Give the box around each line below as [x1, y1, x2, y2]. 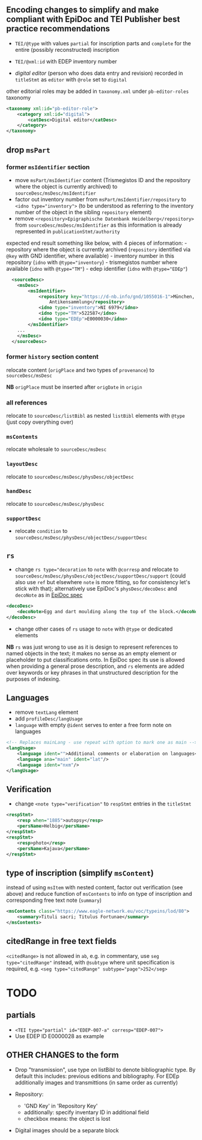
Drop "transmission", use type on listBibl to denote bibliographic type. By [14, 1066, 196, 1073]
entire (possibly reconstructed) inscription [14, 46, 120, 53]
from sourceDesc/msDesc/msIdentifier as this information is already [14, 221, 182, 228]
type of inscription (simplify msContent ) [6, 868, 155, 878]
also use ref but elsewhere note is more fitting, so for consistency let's [14, 578, 191, 585]
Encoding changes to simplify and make [6, 5, 159, 15]
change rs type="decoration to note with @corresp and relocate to [14, 565, 179, 573]
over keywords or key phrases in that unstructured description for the [6, 669, 179, 676]
